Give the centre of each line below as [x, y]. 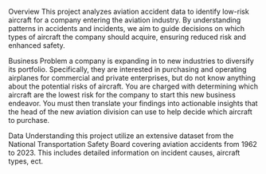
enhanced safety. [37, 45]
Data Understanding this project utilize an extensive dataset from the [121, 136]
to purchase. [29, 120]
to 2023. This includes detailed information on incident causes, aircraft [124, 152]
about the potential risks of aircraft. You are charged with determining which [133, 86]
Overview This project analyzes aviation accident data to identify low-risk [129, 12]
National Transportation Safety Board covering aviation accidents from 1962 [133, 144]
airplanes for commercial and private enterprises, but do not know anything [132, 78]
